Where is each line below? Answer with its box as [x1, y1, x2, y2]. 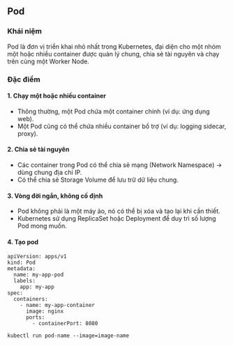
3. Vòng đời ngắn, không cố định [7, 191, 103, 200]
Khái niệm [7, 26, 43, 36]
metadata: [7, 265, 36, 272]
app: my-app [20, 283, 54, 291]
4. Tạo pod [7, 237, 39, 246]
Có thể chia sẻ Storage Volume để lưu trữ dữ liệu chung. [17, 175, 179, 184]
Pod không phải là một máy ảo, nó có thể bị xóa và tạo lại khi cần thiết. [17, 207, 221, 215]
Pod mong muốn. [17, 222, 68, 230]
